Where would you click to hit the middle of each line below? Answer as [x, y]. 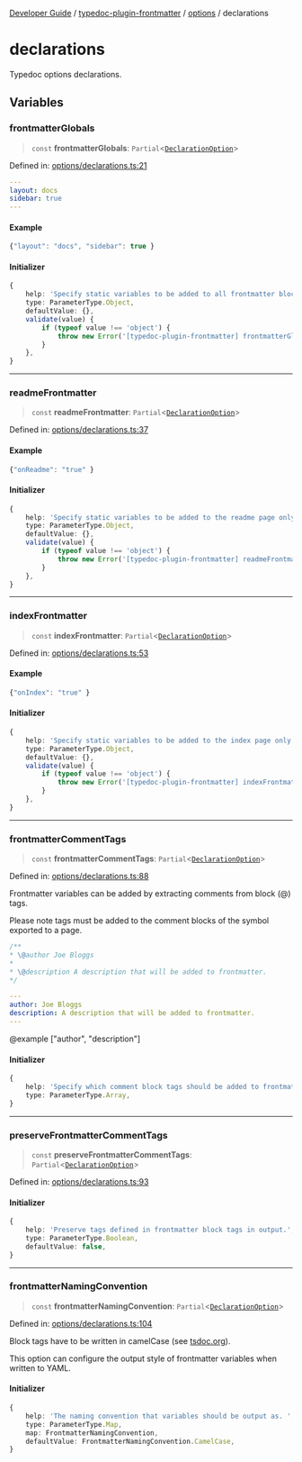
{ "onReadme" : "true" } [52, 469]
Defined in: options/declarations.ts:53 [79, 653]
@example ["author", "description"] [75, 1039]
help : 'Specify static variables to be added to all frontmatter [151, 295]
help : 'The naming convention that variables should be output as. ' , [160, 1416]
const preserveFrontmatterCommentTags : [111, 1154]
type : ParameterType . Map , [74, 1424]
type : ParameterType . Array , [78, 1095]
